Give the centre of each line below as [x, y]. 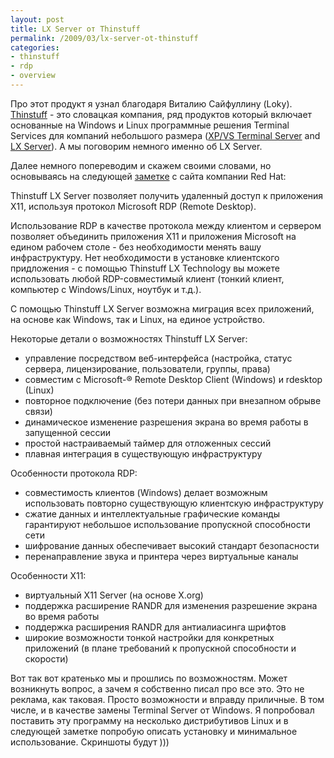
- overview [33, 76]
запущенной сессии [67, 432]
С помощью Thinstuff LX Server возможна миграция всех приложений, [162, 308]
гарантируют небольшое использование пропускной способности [167, 524]
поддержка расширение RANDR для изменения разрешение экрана [171, 605]
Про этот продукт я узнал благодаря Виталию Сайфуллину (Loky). [151, 103]
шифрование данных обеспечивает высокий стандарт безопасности [172, 545]
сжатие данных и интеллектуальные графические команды [152, 513]
